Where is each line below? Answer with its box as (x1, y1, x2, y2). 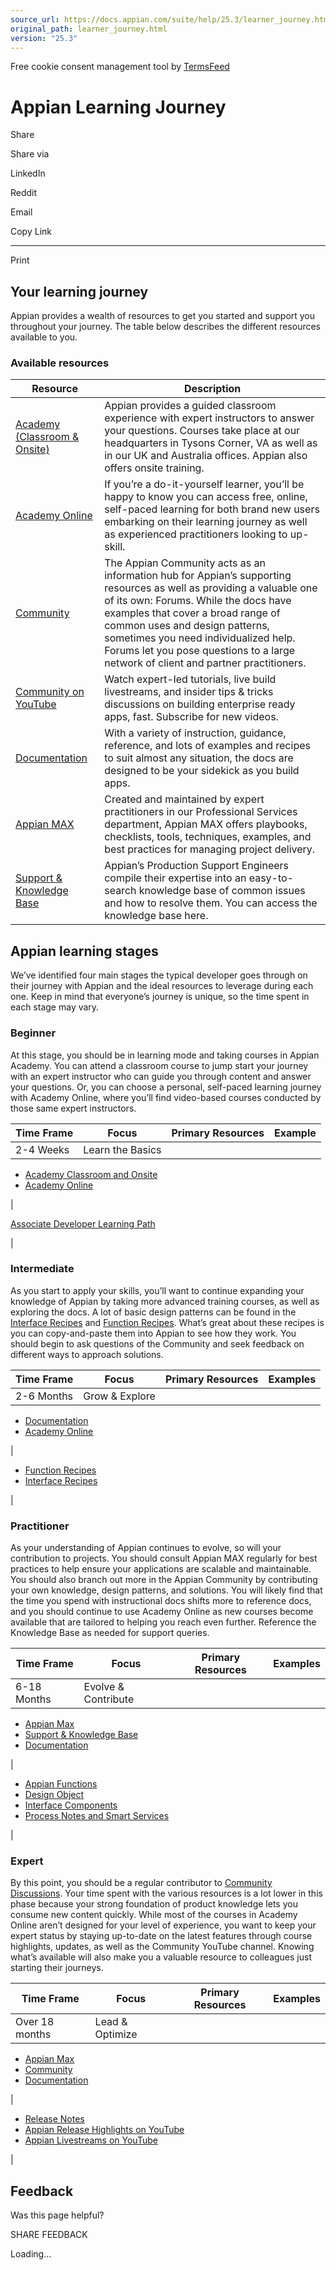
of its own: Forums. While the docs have (104, 594, 292, 608)
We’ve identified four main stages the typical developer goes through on (10, 969, 308, 981)
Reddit (10, 187, 38, 199)
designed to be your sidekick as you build (104, 764, 300, 778)
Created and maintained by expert (104, 792, 265, 806)
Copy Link (10, 226, 52, 238)
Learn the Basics (83, 1142, 162, 1156)
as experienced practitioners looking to (104, 527, 288, 541)
